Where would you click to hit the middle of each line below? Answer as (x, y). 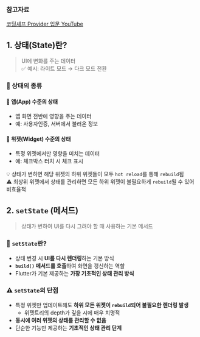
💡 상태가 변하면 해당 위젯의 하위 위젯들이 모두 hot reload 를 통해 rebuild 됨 (95, 174)
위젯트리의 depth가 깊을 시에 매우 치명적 (72, 313)
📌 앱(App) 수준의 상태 (32, 101)
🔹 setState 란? (26, 244)
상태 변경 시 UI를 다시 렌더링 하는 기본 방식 (64, 258)
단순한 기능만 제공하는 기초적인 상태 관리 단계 (68, 328)
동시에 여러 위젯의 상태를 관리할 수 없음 (60, 320)
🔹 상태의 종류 (24, 86)
